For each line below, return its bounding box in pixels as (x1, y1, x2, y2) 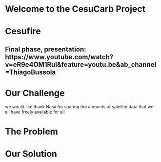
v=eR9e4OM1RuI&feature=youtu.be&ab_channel (5, 60, 157, 69)
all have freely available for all (5, 109, 65, 115)
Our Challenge (5, 87, 65, 99)
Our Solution (5, 148, 58, 160)
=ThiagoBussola (5, 68, 56, 76)
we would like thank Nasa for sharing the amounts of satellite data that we (5, 103, 154, 109)
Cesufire (5, 26, 41, 37)
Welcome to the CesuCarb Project (5, 3, 145, 15)
